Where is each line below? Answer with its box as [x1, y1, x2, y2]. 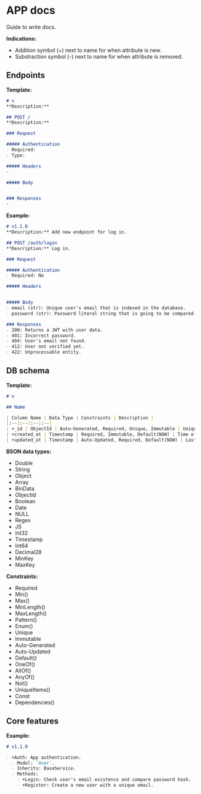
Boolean [14, 497, 36, 504]
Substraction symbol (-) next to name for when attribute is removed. [14, 53, 183, 60]
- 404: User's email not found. [6, 338, 87, 344]
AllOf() [14, 667, 32, 674]
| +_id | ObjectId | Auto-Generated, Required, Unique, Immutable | [6, 426, 181, 432]
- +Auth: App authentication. [6, 755, 82, 760]
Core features [6, 716, 59, 726]
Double [14, 459, 33, 467]
